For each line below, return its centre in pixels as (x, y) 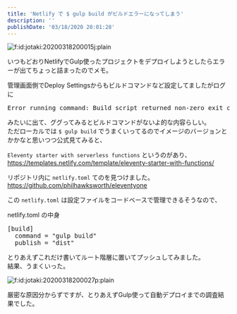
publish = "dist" (44, 243)
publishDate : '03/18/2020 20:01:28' (61, 27)
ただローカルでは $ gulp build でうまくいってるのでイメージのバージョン (114, 131)
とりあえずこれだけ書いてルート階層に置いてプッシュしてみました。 (106, 258)
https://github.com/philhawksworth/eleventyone (77, 186)
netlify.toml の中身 (34, 215)
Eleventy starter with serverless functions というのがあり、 (99, 155)
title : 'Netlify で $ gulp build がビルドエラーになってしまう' (96, 14)
